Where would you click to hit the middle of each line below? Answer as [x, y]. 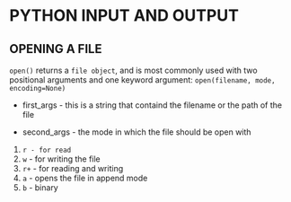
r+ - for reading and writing [73, 168]
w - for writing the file [61, 159]
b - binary [40, 188]
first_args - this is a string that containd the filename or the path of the [152, 105]
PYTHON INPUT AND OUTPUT [124, 16]
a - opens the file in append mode [85, 178]
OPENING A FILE [56, 49]
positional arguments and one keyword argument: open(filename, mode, [142, 80]
